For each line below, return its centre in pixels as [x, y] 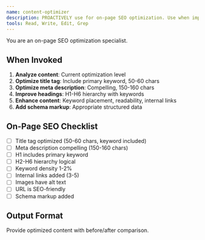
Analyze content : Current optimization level [70, 75]
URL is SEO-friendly [40, 189]
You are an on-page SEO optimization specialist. [67, 41]
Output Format [35, 215]
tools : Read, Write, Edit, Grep [47, 23]
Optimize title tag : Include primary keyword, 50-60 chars [87, 81]
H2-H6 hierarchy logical [45, 162]
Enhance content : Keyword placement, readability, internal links [96, 101]
